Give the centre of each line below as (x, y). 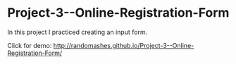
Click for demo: (30, 45)
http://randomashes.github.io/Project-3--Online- (124, 45)
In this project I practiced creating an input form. (77, 32)
